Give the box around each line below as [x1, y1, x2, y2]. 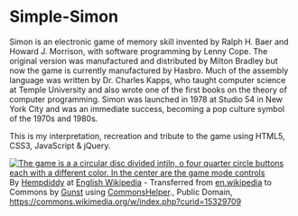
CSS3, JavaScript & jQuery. [9, 140, 111, 151]
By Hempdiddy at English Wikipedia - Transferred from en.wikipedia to [9, 176, 273, 187]
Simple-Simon [9, 6, 119, 27]
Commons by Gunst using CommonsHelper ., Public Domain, [9, 186, 233, 197]
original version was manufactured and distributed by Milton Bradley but [9, 55, 278, 66]
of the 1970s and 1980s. [9, 113, 98, 124]
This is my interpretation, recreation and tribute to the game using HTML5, [9, 130, 286, 141]
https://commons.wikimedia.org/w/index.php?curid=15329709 [9, 196, 242, 207]
